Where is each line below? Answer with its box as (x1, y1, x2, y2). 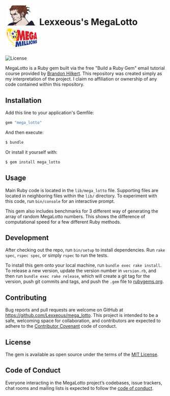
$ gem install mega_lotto (5, 160, 60, 165)
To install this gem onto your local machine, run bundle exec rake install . (5, 262, 162, 269)
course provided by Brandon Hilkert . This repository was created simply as (5, 70, 162, 76)
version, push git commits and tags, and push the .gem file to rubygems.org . (5, 278, 164, 285)
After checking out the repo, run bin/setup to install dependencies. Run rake (5, 247, 165, 253)
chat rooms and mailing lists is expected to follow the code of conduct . (5, 385, 154, 391)
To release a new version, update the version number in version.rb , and (5, 268, 157, 274)
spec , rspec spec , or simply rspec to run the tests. (5, 252, 108, 258)
